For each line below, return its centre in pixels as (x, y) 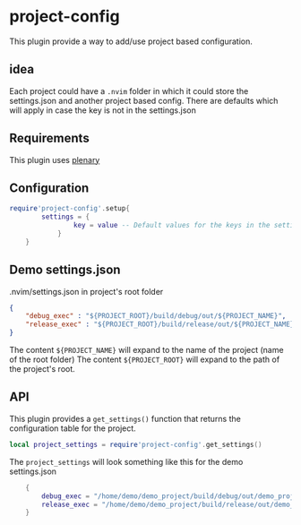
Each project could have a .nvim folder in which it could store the (129, 90)
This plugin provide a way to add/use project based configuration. (131, 41)
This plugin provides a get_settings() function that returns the (125, 418)
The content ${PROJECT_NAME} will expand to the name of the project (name (146, 350)
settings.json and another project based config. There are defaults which (144, 100)
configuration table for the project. (73, 428)
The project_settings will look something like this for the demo (126, 461)
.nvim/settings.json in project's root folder (86, 291)
